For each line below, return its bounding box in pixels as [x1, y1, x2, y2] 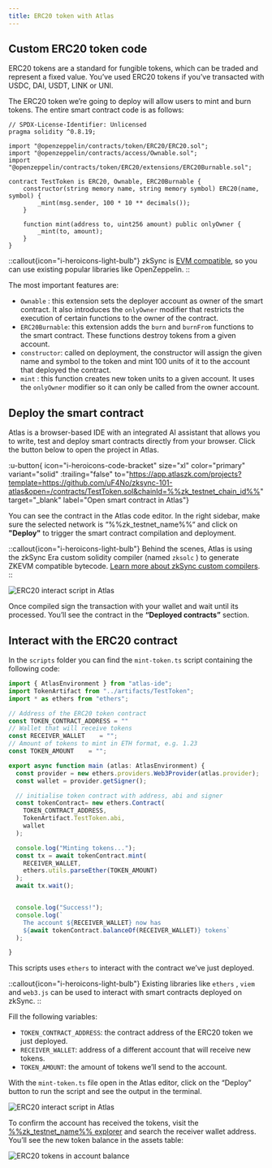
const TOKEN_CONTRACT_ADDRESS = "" [8, 717, 129, 725]
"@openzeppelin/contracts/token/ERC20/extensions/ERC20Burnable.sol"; [8, 163, 253, 172]
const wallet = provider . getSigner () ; [15, 777, 148, 785]
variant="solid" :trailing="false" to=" [8, 469, 130, 480]
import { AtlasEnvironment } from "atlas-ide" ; [8, 680, 173, 688]
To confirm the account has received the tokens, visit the [8, 1118, 199, 1128]
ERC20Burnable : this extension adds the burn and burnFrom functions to [19, 322, 254, 332]
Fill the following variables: [8, 1012, 97, 1022]
